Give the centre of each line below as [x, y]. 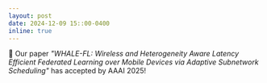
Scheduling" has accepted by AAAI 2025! [77, 71]
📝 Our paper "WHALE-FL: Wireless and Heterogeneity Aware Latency [124, 54]
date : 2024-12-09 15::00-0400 [59, 23]
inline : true [30, 31]
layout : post [30, 16]
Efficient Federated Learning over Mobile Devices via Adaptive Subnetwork [134, 62]
